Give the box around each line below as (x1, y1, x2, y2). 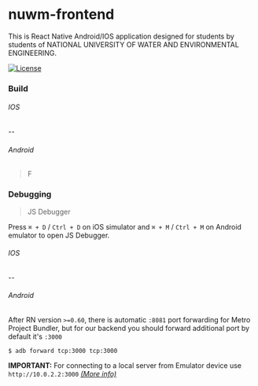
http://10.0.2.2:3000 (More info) (8, 369, 117, 378)
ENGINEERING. (8, 48, 57, 57)
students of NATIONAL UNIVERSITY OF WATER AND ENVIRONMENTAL (8, 39, 240, 49)
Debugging (8, 189, 52, 200)
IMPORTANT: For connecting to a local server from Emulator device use (8, 360, 242, 370)
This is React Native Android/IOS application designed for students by (8, 31, 234, 41)
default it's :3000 (8, 332, 63, 341)
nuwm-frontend (8, 6, 115, 24)
